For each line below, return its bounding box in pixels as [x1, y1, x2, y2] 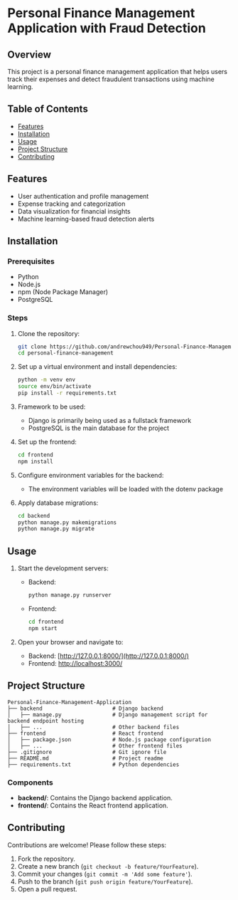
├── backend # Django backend [7, 705, 163, 712]
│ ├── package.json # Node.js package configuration [7, 736, 212, 743]
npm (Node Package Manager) [17, 288, 109, 296]
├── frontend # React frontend [7, 730, 163, 737]
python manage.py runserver [28, 592, 112, 599]
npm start [28, 624, 58, 632]
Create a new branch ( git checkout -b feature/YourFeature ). [17, 862, 199, 870]
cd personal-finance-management [17, 350, 114, 357]
